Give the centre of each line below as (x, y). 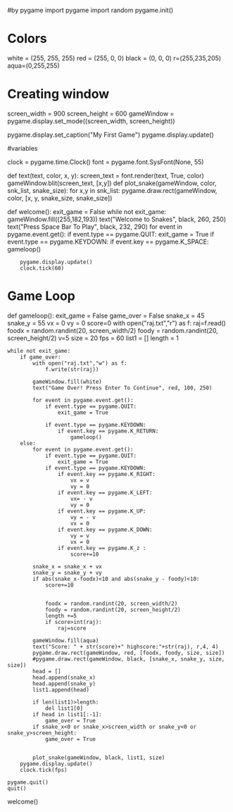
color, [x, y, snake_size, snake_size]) (60, 198)
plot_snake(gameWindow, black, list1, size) (99, 757)
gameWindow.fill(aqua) (66, 640)
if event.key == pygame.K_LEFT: (105, 492)
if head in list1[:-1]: (67, 714)
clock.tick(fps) (44, 770)
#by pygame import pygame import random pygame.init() (90, 10)
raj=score (72, 628)
